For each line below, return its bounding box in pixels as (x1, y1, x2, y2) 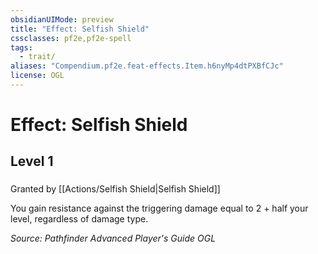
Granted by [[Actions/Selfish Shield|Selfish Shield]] (10, 183, 221, 195)
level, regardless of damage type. (10, 213, 149, 225)
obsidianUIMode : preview (10, 14, 114, 25)
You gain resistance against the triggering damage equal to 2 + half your (10, 202, 309, 215)
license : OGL (10, 71, 65, 81)
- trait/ (19, 52, 56, 62)
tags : (10, 42, 33, 53)
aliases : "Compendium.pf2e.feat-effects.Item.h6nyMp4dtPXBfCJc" (10, 61, 284, 71)
